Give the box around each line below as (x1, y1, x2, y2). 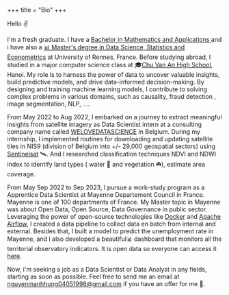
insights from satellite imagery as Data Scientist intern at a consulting (7, 120, 202, 128)
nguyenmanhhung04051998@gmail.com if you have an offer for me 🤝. (7, 280, 206, 287)
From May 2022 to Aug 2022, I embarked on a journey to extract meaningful (7, 113, 222, 121)
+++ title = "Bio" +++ (7, 6, 67, 14)
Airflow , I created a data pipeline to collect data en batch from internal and (7, 220, 217, 228)
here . (7, 252, 22, 260)
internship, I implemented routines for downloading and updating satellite (7, 135, 213, 143)
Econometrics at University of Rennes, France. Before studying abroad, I (7, 53, 211, 61)
